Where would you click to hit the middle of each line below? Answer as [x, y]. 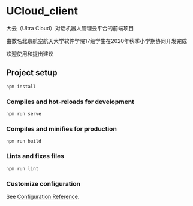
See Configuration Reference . [43, 196]
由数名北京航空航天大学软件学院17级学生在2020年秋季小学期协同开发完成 [97, 41]
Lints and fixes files [35, 156]
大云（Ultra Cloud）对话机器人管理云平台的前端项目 [70, 28]
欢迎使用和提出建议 [30, 53]
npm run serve [24, 114]
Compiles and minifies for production [61, 128]
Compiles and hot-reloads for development [70, 102]
